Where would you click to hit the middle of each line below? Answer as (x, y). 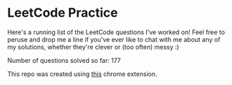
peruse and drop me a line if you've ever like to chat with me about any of (114, 39)
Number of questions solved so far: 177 (64, 60)
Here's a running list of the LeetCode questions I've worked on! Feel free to (116, 32)
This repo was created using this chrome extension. (82, 74)
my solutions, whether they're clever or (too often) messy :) (93, 47)
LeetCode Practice (63, 13)
